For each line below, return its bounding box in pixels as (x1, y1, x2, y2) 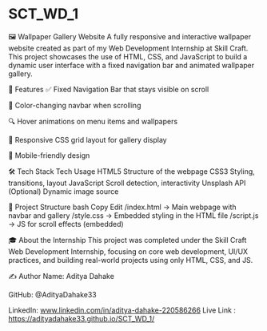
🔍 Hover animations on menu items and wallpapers (8, 116, 178, 126)
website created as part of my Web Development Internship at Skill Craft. (8, 43, 249, 53)
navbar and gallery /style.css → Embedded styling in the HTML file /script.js (8, 210, 259, 220)
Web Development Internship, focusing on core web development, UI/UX (8, 246, 249, 256)
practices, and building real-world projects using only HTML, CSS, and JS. (8, 255, 253, 264)
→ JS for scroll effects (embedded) (8, 219, 124, 228)
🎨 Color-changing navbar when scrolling (8, 100, 141, 110)
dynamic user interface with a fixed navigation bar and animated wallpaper (8, 60, 255, 70)
